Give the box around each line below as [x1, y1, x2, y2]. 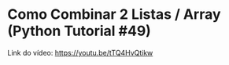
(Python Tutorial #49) [7, 22, 151, 40]
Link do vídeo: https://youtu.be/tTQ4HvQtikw [7, 48, 153, 57]
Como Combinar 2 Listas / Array [7, 5, 221, 23]
